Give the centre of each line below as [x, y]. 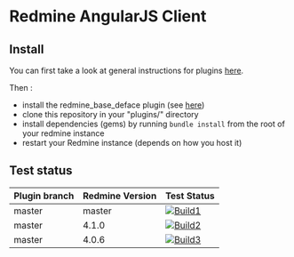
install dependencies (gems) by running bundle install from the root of [154, 124]
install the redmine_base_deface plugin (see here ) [113, 105]
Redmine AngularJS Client [108, 16]
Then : [21, 88]
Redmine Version [120, 196]
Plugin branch [44, 196]
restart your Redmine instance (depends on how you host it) [132, 143]
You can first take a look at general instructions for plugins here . [127, 70]
